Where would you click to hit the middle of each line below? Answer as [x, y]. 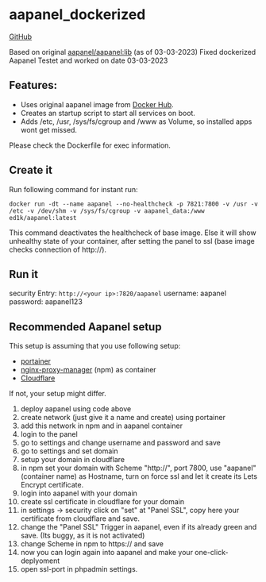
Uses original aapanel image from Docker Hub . [97, 104]
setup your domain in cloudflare [73, 460]
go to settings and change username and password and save [120, 443]
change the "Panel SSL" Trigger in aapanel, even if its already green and [139, 527]
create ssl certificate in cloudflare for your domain [102, 502]
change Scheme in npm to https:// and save [92, 544]
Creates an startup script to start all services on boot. [108, 113]
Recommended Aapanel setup [85, 327]
